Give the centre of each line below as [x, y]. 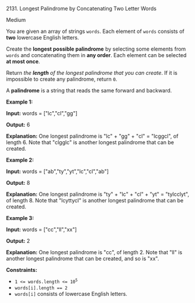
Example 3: [20, 218]
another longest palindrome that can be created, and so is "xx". [83, 259]
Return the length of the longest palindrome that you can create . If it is [92, 73]
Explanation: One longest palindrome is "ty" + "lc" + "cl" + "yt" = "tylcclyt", [98, 194]
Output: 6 [18, 125]
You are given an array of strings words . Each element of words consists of [95, 31]
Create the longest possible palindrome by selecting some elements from [96, 49]
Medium [16, 20]
